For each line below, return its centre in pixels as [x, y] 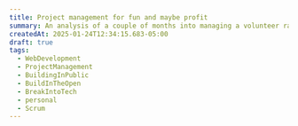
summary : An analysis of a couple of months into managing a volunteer [144, 26]
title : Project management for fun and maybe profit [109, 17]
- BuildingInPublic [53, 75]
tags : [19, 51]
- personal [37, 100]
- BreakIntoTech [47, 91]
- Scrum [31, 108]
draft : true [31, 42]
